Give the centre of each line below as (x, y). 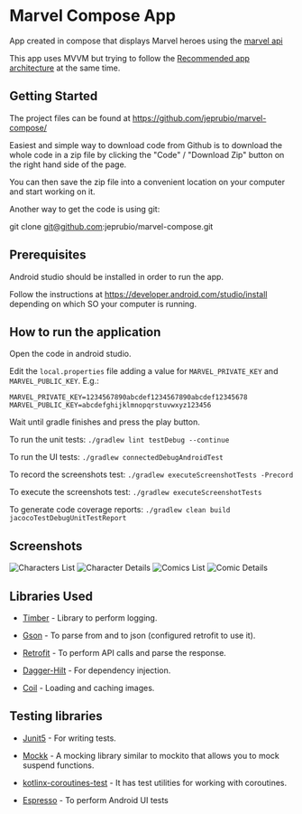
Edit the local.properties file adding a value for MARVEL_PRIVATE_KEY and (144, 371)
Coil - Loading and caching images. (88, 688)
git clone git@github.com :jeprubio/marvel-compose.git (111, 226)
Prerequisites (48, 255)
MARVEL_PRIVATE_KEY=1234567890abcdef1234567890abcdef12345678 (128, 398)
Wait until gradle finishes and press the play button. (105, 422)
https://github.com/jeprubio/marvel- (199, 117)
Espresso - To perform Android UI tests (96, 800)
